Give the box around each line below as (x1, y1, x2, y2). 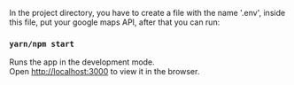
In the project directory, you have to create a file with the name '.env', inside (9, 8, 286, 18)
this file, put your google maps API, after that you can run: (9, 17, 220, 27)
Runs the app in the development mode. (9, 57, 155, 67)
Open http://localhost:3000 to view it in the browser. (9, 66, 200, 77)
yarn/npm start (9, 39, 75, 49)
